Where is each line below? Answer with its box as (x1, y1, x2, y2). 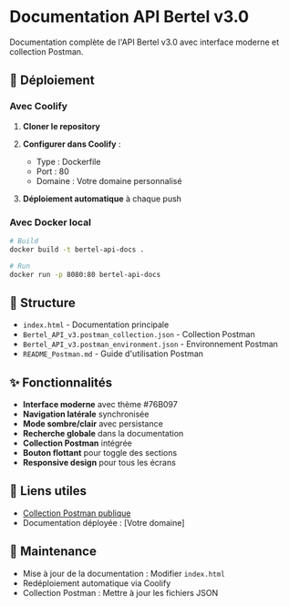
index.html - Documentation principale (22, 319, 170, 330)
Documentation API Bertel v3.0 (9, 6, 249, 27)
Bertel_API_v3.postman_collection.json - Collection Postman (22, 329, 255, 340)
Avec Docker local (9, 216, 91, 229)
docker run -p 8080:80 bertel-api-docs (9, 270, 161, 279)
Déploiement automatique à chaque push (22, 193, 182, 204)
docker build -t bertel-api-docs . (9, 244, 145, 254)
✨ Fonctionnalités (9, 375, 113, 390)
